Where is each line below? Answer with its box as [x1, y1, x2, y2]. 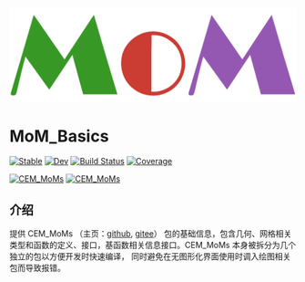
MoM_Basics [9, 126, 109, 146]
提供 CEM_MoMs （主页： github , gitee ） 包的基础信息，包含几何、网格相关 [9, 228, 292, 239]
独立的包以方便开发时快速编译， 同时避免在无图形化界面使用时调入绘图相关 [9, 251, 291, 262]
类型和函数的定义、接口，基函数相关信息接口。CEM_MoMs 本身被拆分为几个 [9, 240, 297, 251]
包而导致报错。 [9, 263, 66, 274]
